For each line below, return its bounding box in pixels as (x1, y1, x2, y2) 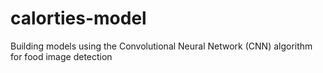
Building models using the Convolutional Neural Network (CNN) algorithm (10, 40, 313, 52)
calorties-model (10, 7, 147, 30)
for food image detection (10, 50, 113, 62)
